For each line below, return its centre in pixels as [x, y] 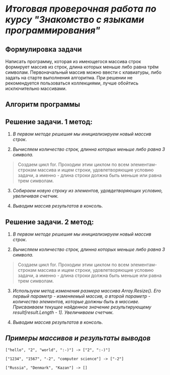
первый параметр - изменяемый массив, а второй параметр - [81, 296]
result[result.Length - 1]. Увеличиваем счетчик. [63, 312]
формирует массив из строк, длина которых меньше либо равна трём [82, 67]
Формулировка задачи [44, 49]
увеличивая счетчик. [36, 196]
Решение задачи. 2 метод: [50, 222]
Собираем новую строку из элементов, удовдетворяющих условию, [88, 191]
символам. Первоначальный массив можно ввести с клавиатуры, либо [83, 72]
